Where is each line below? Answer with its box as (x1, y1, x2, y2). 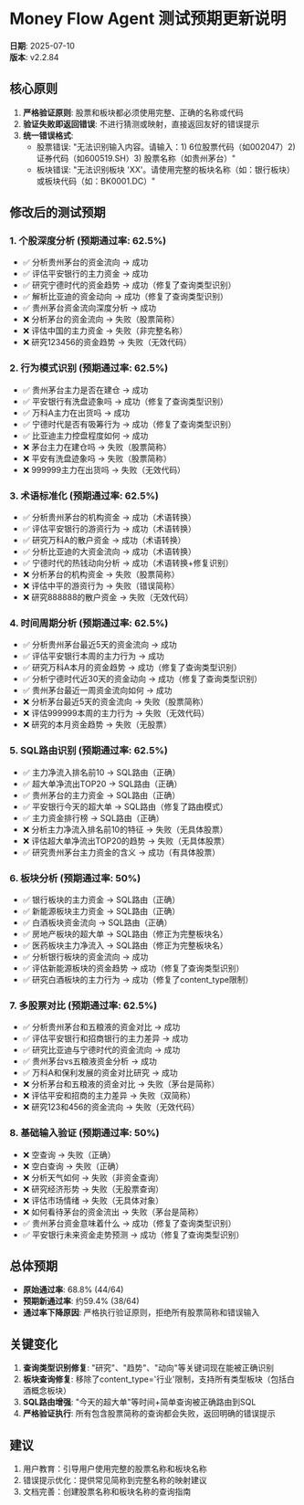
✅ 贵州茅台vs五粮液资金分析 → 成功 (22, 1056, 158, 1067)
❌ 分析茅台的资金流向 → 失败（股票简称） (22, 314, 180, 325)
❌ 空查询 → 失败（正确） (22, 1149, 116, 1160)
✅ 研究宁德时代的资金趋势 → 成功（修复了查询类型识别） (22, 279, 236, 290)
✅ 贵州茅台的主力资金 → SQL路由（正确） (22, 789, 181, 800)
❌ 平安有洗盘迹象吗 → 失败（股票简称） (22, 453, 172, 464)
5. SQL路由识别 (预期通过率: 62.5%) (9, 744, 169, 757)
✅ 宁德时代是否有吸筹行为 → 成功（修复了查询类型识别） (22, 418, 236, 429)
